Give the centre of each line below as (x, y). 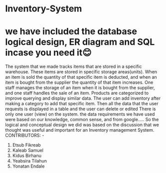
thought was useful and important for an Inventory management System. (80, 130)
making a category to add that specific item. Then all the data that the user (82, 104)
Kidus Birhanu (27, 156)
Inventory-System (44, 9)
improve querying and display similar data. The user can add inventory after (83, 98)
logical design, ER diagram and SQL (80, 42)
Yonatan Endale (28, 166)
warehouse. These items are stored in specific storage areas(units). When (81, 72)
